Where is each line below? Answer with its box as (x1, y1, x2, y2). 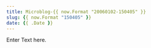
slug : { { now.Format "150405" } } (6, 14, 92, 20)
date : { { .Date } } (6, 20, 53, 26)
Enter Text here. (6, 37, 47, 44)
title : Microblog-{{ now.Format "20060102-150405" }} (6, 8, 147, 15)
